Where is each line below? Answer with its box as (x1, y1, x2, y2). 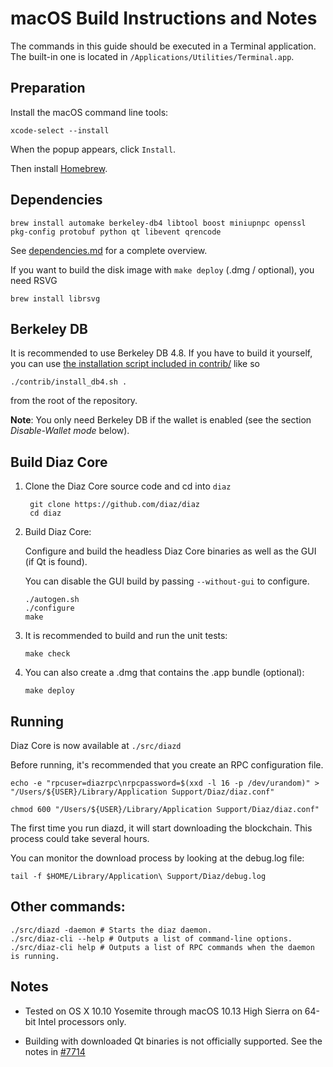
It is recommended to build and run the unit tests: (24, 630, 228, 642)
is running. (10, 951, 60, 961)
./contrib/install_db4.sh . (10, 377, 128, 387)
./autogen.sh (24, 595, 80, 605)
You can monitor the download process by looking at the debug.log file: (10, 852, 305, 864)
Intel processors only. (38, 1015, 127, 1027)
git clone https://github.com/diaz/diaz (29, 500, 201, 510)
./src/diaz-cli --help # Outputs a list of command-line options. (10, 933, 293, 944)
